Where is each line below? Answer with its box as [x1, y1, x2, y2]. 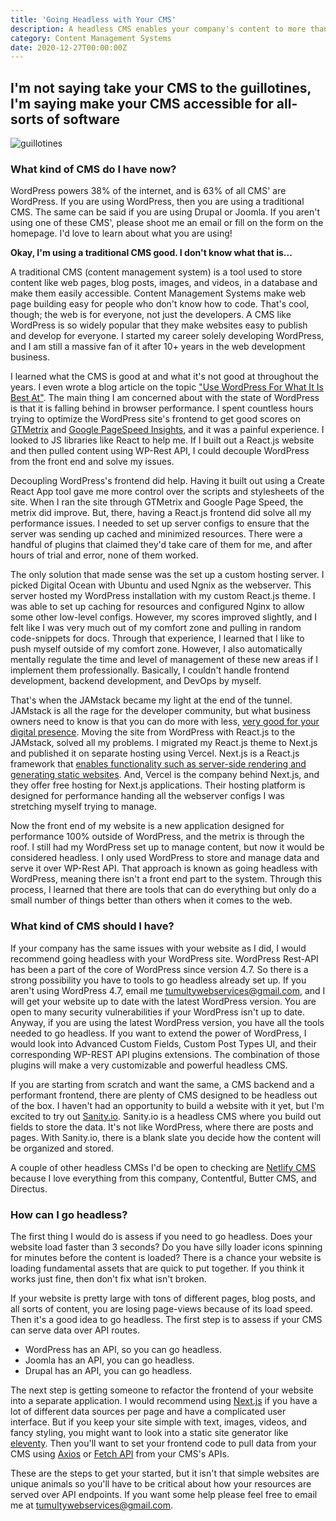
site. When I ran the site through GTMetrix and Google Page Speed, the [10, 496, 304, 508]
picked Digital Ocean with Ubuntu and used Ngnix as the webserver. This [10, 579, 312, 591]
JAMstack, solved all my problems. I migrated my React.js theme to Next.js [10, 737, 318, 749]
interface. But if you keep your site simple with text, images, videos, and [10, 1416, 307, 1428]
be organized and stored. [10, 1142, 115, 1154]
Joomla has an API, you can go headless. [24, 1354, 195, 1366]
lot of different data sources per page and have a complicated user [10, 1405, 287, 1417]
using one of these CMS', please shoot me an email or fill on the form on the [10, 217, 324, 229]
